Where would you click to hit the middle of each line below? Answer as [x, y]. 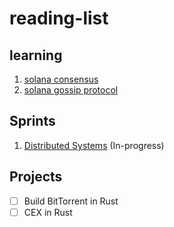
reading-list [59, 18]
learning [36, 55]
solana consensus [61, 79]
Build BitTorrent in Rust [71, 201]
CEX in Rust [48, 212]
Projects [36, 177]
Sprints [32, 121]
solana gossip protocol [71, 90]
